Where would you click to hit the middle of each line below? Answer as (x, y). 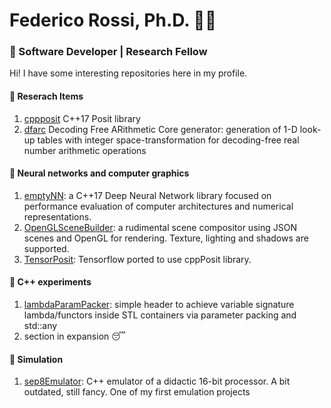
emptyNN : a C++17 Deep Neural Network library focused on (147, 195)
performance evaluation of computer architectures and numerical (158, 206)
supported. (46, 248)
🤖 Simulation (36, 359)
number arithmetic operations (85, 150)
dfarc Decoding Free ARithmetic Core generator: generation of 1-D (160, 129)
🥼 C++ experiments (50, 282)
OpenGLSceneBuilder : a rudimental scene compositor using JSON (160, 227)
